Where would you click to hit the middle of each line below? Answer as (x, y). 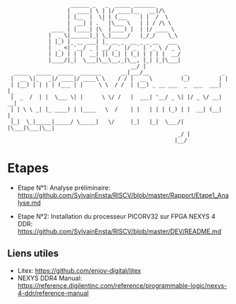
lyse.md (29, 202)
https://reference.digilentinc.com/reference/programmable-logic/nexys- (122, 285)
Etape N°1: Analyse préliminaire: (64, 188)
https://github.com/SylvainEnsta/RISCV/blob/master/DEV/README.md (119, 231)
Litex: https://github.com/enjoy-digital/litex (79, 270)
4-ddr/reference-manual (53, 293)
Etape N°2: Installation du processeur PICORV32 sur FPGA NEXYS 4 (117, 216)
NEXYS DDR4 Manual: (50, 278)
